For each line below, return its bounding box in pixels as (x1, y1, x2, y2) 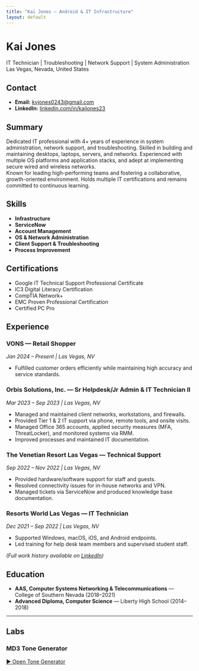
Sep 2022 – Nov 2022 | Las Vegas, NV (6, 464, 101, 471)
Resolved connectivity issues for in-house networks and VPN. (14, 482, 166, 489)
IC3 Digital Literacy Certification (14, 285, 93, 292)
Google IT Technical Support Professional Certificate (14, 279, 144, 287)
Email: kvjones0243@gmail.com (14, 98, 95, 106)
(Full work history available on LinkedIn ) (6, 552, 104, 559)
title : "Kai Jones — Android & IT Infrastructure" (6, 8, 134, 15)
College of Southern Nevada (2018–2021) (14, 592, 115, 599)
